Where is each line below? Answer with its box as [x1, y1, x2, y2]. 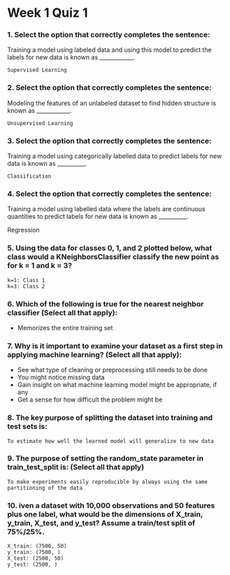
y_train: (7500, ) [7, 549, 61, 556]
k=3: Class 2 [7, 283, 45, 290]
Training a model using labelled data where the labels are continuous [7, 205, 206, 213]
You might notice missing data [17, 373, 105, 382]
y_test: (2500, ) [7, 561, 58, 568]
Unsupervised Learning [7, 120, 73, 127]
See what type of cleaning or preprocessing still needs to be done [17, 366, 208, 374]
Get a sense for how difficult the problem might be [17, 395, 163, 404]
